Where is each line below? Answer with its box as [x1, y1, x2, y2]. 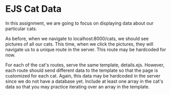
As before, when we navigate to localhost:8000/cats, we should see [5, 35, 149, 42]
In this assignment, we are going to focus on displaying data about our [5, 20, 154, 26]
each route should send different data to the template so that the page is [5, 67, 158, 73]
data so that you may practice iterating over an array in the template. [5, 83, 150, 90]
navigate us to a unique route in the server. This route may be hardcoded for [5, 46, 166, 52]
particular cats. [5, 25, 37, 31]
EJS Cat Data [5, 3, 62, 15]
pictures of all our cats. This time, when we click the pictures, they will [5, 41, 154, 47]
